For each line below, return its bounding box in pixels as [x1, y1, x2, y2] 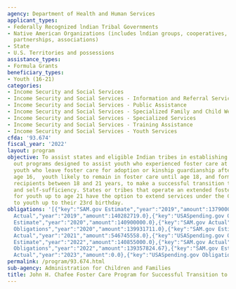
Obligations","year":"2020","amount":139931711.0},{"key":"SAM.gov [13, 225, 216, 232]
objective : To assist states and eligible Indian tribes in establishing [7, 154, 228, 161]
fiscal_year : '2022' [7, 141, 68, 148]
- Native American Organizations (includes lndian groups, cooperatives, [7, 29, 228, 37]
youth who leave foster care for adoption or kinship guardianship [13, 166, 216, 174]
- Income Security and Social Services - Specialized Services [7, 114, 197, 121]
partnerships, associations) [13, 36, 99, 43]
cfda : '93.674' [7, 134, 52, 141]
